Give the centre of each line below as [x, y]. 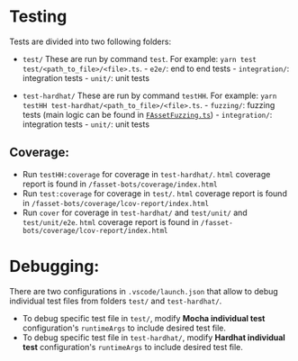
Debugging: [54, 266]
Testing [38, 17]
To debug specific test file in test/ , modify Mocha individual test [144, 318]
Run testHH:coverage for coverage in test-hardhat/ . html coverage [146, 174]
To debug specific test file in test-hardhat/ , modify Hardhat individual [154, 337]
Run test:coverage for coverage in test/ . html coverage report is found [155, 193]
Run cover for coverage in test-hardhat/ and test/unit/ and [135, 212]
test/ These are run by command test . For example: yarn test [139, 59]
